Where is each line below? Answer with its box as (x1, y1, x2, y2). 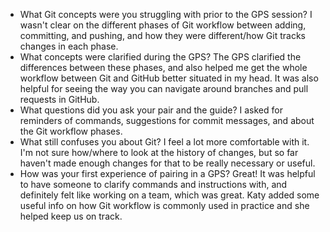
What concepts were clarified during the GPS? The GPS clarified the (19, 51, 302, 63)
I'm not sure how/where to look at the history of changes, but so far (19, 147, 299, 158)
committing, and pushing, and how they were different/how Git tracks (19, 30, 306, 41)
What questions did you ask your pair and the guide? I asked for (19, 104, 283, 116)
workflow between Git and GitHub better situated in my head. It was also (19, 72, 319, 84)
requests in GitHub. (19, 94, 100, 105)
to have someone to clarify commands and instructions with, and (19, 179, 288, 190)
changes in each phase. (19, 40, 119, 52)
